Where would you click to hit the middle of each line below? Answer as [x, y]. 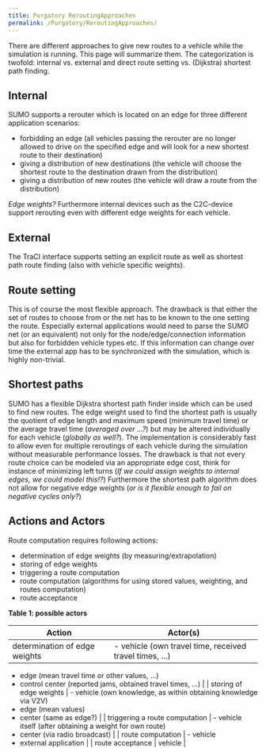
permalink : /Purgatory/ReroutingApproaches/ [83, 23]
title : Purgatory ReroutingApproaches [72, 15]
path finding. [29, 71]
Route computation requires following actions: [83, 540]
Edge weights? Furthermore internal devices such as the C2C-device [121, 204]
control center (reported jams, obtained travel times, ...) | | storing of [131, 684]
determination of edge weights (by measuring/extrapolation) [118, 555]
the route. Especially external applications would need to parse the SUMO [129, 326]
